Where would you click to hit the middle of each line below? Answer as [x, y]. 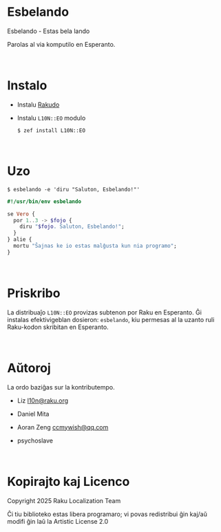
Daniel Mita [33, 414]
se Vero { [21, 214]
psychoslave [35, 440]
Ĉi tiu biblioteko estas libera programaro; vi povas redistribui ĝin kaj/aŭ [107, 514]
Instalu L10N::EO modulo [51, 118]
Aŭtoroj [29, 368]
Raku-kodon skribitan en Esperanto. [58, 327]
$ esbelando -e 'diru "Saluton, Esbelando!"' [73, 189]
